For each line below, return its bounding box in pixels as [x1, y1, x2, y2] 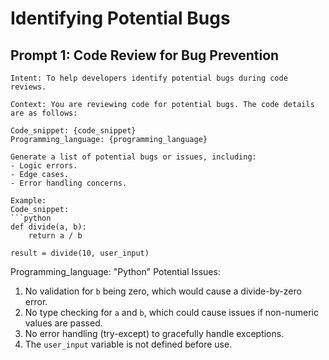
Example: [10, 196, 47, 206]
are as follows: [10, 108, 78, 118]
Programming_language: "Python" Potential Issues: [10, 266, 221, 277]
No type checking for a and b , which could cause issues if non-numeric [24, 307, 319, 318]
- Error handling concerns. [10, 178, 128, 188]
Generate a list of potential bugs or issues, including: [10, 152, 257, 162]
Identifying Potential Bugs [10, 7, 231, 30]
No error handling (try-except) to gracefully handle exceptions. [24, 328, 285, 339]
